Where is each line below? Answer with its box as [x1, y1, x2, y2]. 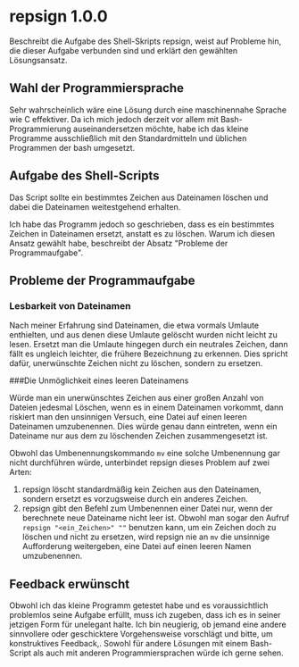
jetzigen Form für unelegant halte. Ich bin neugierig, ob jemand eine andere [9, 619, 287, 630]
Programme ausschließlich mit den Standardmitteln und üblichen [9, 132, 247, 144]
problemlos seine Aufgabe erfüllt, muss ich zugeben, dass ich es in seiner [9, 610, 281, 621]
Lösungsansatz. [9, 54, 68, 65]
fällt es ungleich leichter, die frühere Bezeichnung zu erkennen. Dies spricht [9, 348, 288, 359]
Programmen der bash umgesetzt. [9, 142, 136, 153]
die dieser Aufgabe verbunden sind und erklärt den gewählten [9, 45, 238, 55]
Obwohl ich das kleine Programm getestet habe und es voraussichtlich [9, 600, 269, 611]
